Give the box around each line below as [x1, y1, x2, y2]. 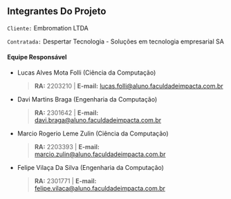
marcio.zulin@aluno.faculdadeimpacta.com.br [34, 150, 166, 158]
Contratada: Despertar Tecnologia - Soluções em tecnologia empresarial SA [7, 37, 225, 46]
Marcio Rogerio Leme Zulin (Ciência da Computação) [17, 129, 169, 138]
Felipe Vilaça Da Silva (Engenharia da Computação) [17, 164, 165, 172]
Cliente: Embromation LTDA [7, 23, 89, 32]
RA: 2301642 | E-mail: [34, 108, 99, 117]
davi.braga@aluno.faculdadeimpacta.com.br [34, 116, 161, 124]
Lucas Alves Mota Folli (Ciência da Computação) [17, 68, 156, 77]
